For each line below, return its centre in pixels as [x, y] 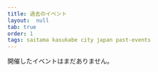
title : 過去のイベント [37, 14]
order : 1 [20, 34]
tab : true [22, 27]
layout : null [28, 20]
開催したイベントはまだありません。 [60, 61]
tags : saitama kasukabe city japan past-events [79, 40]
